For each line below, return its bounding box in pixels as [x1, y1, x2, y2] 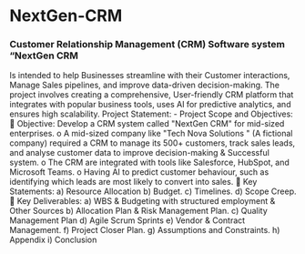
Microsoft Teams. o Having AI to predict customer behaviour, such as [9, 167, 269, 178]
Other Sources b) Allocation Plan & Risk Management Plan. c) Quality [9, 206, 269, 217]
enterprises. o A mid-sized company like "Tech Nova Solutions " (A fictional [9, 128, 293, 139]
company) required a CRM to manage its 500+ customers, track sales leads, [9, 137, 296, 148]
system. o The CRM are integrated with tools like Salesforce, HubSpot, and [9, 157, 290, 168]
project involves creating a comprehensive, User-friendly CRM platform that [9, 89, 294, 100]
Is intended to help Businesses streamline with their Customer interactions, [9, 70, 290, 81]
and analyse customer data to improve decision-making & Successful [9, 147, 270, 158]
